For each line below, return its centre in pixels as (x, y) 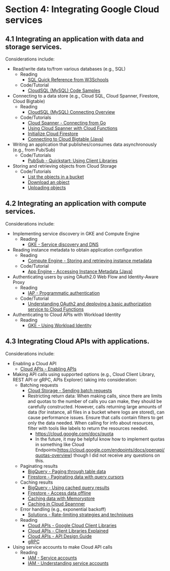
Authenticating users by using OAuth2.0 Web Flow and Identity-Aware (85, 277)
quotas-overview (53, 455)
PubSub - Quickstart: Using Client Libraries (73, 161)
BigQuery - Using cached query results (69, 487)
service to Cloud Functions (56, 309)
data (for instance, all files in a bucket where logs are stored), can (96, 412)
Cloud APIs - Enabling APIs (48, 369)
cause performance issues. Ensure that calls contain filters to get (95, 417)
